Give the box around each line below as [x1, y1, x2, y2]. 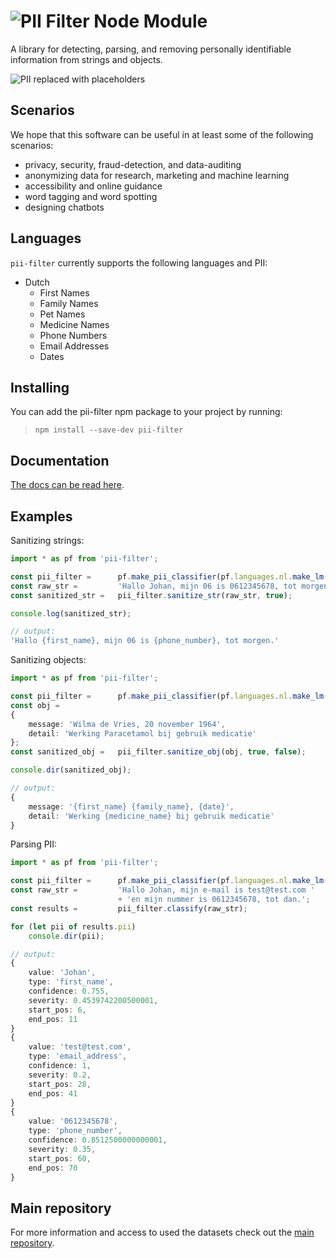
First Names [39, 286, 90, 299]
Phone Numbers [39, 329, 108, 341]
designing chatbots [24, 201, 105, 213]
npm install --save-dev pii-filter [34, 425, 184, 435]
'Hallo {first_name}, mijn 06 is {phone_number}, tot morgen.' [10, 636, 280, 646]
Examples [10, 508, 73, 525]
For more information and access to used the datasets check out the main [10, 1226, 315, 1239]
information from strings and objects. [10, 53, 163, 65]
